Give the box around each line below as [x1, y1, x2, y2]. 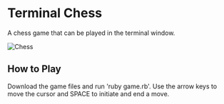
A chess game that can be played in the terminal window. [7, 28, 175, 37]
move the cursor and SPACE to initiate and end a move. [7, 89, 170, 98]
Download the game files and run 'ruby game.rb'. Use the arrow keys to [7, 82, 218, 90]
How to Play [7, 63, 62, 76]
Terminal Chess [7, 5, 103, 21]
